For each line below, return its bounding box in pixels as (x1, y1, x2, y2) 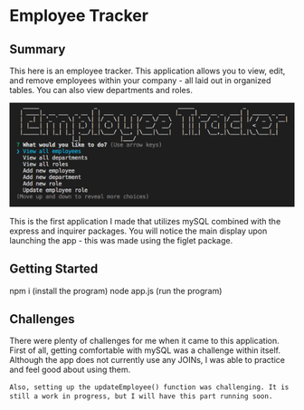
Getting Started (9, 262, 99, 277)
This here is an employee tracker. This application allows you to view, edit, (9, 65, 286, 76)
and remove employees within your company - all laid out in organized (9, 75, 271, 86)
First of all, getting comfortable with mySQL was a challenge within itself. (9, 345, 281, 356)
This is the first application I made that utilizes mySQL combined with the (9, 215, 281, 226)
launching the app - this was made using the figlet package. (9, 234, 233, 245)
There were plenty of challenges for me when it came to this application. (9, 336, 280, 347)
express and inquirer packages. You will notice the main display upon (9, 225, 268, 236)
